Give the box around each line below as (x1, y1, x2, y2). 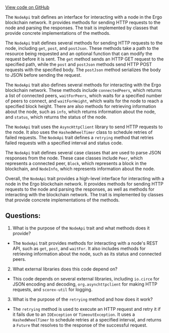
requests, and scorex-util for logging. (12, 286, 93, 292)
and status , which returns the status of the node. (5, 114, 107, 120)
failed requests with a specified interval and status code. (5, 140, 123, 146)
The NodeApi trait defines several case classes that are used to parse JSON (5, 150, 161, 155)
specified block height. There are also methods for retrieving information (5, 103, 156, 109)
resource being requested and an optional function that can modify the (5, 50, 152, 57)
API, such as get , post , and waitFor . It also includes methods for (12, 245, 146, 251)
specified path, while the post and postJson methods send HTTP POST (5, 62, 152, 67)
